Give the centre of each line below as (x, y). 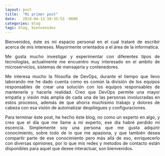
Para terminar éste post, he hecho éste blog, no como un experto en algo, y (82, 117)
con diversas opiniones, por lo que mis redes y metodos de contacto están (82, 143)
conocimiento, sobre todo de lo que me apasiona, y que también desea (82, 133)
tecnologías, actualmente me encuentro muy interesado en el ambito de (82, 62)
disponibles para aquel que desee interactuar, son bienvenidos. (69, 149)
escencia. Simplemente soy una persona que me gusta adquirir (82, 128)
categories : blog (23, 23)
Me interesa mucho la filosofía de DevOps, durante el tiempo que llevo (82, 77)
